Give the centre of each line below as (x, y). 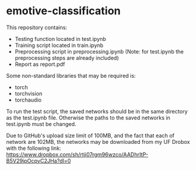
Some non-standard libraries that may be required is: (71, 75)
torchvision (29, 93)
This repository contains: (37, 27)
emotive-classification (63, 11)
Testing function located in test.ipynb (60, 39)
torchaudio (28, 100)
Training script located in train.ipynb (59, 45)
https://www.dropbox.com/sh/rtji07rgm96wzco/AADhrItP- (77, 154)
